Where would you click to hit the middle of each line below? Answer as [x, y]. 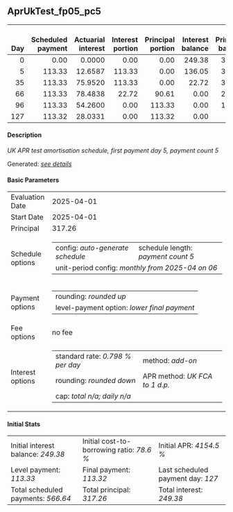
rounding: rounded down [96, 381]
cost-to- [116, 441]
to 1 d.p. [156, 385]
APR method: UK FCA [178, 376]
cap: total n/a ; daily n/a [93, 396]
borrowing [99, 450]
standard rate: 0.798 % [93, 357]
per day [68, 365]
